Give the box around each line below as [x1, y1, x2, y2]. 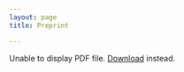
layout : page [9, 12, 57, 22]
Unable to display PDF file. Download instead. [9, 53, 176, 63]
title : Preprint [9, 21, 69, 30]
